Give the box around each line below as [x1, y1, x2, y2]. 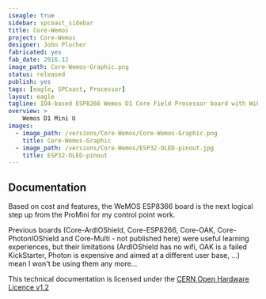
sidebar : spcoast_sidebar [8, 19, 93, 27]
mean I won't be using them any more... [8, 259, 138, 269]
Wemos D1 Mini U [22, 115, 77, 123]
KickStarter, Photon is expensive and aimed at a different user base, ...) [8, 251, 240, 260]
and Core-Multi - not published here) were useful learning [60, 234, 249, 244]
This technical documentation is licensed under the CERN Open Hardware [8, 274, 249, 284]
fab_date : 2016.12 [8, 56, 69, 64]
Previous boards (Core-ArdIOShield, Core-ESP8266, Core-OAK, [8, 225, 216, 235]
